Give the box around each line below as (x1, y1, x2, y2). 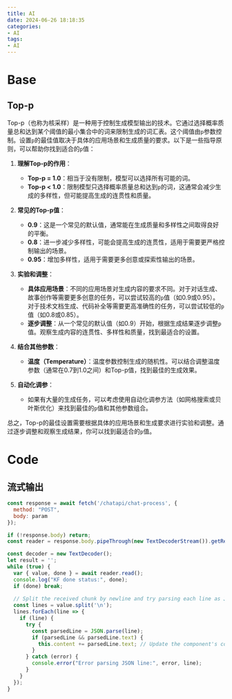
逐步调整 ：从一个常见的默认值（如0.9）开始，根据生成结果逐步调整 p (27, 319, 222, 327)
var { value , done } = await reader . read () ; (13, 570, 144, 577)
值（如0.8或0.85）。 (27, 310, 83, 319)
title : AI (7, 10, 36, 17)
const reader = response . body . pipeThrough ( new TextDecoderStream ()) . (7, 538, 212, 545)
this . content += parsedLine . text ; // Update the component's (37, 640, 217, 647)
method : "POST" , (13, 506, 60, 513)
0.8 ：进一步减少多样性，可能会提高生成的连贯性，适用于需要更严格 (27, 238, 220, 246)
